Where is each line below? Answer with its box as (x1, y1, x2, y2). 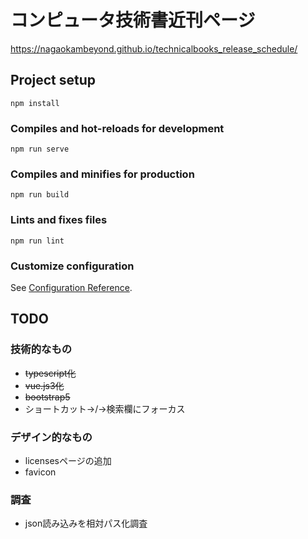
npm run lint (10, 236, 65, 246)
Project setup (10, 72, 97, 89)
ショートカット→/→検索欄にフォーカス (24, 402, 186, 415)
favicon (24, 466, 57, 478)
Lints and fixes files (10, 213, 108, 227)
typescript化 (24, 367, 77, 379)
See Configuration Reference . (10, 281, 133, 293)
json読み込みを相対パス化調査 (24, 517, 148, 530)
